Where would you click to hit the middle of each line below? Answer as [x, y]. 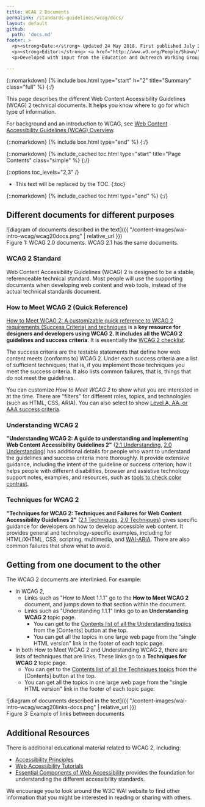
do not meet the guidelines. [41, 378]
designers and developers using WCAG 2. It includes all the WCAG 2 [95, 333]
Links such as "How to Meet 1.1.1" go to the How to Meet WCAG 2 [106, 598]
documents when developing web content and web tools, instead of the [96, 284]
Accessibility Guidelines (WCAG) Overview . [60, 130]
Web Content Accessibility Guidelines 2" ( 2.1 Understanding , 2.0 [89, 445]
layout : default [27, 23]
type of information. [31, 111]
